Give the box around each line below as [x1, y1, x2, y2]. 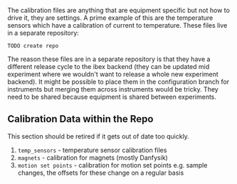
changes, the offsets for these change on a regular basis [17, 168, 184, 177]
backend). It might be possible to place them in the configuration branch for [7, 77, 230, 86]
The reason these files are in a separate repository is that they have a [7, 55, 211, 63]
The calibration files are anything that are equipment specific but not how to [7, 6, 230, 14]
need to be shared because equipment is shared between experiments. [7, 92, 217, 101]
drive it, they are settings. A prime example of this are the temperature [7, 13, 214, 22]
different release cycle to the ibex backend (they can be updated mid [7, 63, 210, 70]
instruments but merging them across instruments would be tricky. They [7, 85, 218, 93]
